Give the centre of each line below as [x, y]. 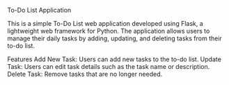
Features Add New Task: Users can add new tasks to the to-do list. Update [114, 59]
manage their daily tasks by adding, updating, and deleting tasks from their [115, 38]
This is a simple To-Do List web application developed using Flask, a [105, 23]
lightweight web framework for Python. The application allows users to [109, 31]
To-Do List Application [39, 10]
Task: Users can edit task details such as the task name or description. [109, 67]
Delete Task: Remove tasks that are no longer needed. [85, 74]
